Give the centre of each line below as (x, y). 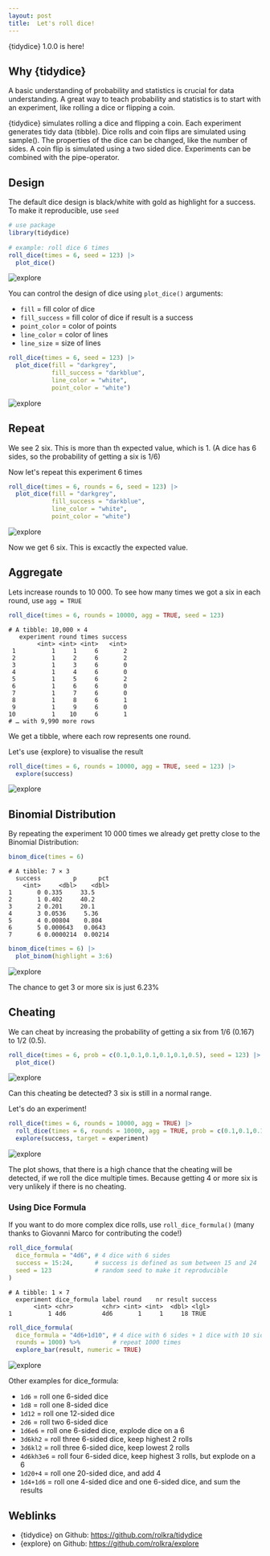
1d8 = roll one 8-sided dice (64, 1405)
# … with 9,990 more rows (51, 721)
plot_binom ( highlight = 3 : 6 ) (64, 956)
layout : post (30, 16)
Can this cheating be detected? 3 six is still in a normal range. (110, 1093)
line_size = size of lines (60, 343)
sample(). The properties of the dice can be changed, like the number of (128, 141)
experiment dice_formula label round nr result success (117, 1299)
